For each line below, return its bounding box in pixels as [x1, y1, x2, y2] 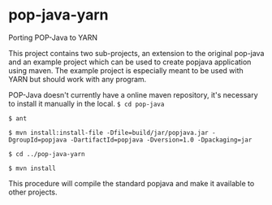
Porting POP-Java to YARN [8, 33, 97, 42]
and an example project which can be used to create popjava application [8, 57, 252, 67]
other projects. [8, 187, 58, 197]
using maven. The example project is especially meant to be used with [8, 65, 244, 75]
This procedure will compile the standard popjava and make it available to [8, 178, 255, 188]
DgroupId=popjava [8, 136, 67, 144]
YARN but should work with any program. [8, 74, 147, 84]
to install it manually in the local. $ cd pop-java [8, 98, 165, 108]
